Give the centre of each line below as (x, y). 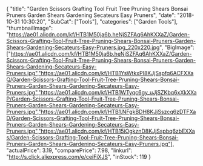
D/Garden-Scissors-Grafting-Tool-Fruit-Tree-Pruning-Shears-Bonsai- (93, 118)
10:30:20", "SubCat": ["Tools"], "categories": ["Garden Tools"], (99, 22)
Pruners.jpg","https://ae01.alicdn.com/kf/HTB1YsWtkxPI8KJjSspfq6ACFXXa (100, 73)
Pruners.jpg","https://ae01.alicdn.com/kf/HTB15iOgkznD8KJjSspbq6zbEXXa (101, 131)
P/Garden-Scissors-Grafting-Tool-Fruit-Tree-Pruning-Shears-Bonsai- (93, 99)
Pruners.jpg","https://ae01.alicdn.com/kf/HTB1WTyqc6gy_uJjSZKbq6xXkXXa (101, 92)
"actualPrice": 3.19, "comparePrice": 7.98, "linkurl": (69, 150)
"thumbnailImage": (30, 28)
